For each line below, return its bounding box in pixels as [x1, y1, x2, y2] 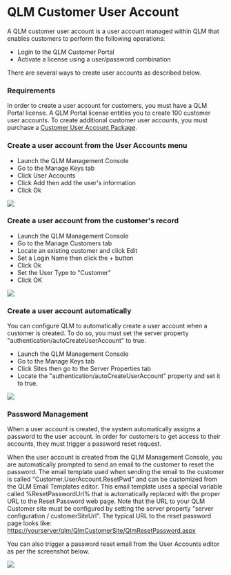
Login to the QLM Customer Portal [17, 48, 115, 56]
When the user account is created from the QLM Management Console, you [7, 453, 223, 462]
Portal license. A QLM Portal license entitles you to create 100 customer [7, 109, 211, 117]
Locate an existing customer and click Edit [17, 246, 138, 254]
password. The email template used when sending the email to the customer [7, 468, 225, 476]
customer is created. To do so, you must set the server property [7, 329, 189, 337]
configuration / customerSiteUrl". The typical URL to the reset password [7, 512, 212, 520]
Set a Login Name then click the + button [17, 254, 134, 262]
